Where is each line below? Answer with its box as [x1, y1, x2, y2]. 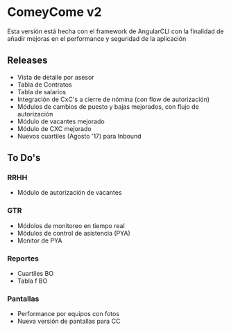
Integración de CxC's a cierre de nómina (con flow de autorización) [17, 95, 210, 103]
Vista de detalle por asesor [17, 73, 95, 81]
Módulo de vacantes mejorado [17, 117, 105, 125]
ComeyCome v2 [7, 4, 102, 20]
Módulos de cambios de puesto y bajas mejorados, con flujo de [17, 102, 199, 111]
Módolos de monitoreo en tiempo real [17, 221, 125, 229]
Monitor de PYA [17, 236, 62, 245]
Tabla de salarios [17, 87, 67, 96]
